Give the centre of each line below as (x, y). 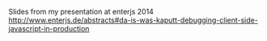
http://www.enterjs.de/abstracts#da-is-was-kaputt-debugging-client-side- (133, 20)
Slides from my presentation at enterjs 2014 (81, 12)
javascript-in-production (49, 29)
